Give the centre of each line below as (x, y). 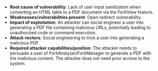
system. (18, 63)
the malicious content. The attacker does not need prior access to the (80, 58)
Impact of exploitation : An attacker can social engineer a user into (77, 22)
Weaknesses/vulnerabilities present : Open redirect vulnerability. (76, 17)
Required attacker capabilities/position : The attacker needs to (73, 48)
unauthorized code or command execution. (53, 33)
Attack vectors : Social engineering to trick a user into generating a (77, 38)
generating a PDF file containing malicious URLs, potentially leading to (80, 28)
